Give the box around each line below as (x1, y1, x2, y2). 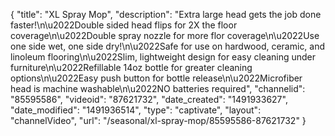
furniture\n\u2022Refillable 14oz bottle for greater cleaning (10, 62, 253, 73)
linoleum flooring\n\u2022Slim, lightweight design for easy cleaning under (10, 51, 317, 63)
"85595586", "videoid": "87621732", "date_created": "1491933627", (10, 94, 288, 105)
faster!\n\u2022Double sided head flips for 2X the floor (10, 19, 238, 31)
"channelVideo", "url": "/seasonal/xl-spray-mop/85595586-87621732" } (10, 115, 307, 126)
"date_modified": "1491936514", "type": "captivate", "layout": (10, 104, 262, 116)
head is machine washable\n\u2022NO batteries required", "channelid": (10, 83, 306, 94)
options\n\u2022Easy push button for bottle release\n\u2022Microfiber (10, 72, 303, 84)
